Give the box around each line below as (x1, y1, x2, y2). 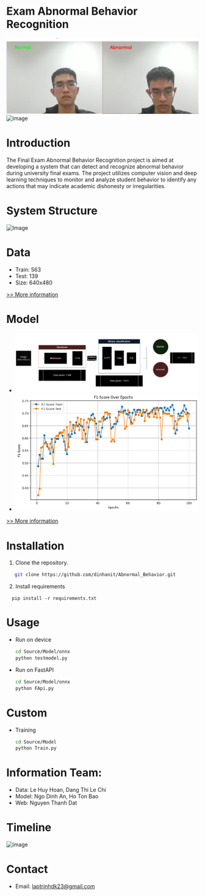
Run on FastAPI (15, 666, 54, 674)
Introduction (6, 136, 71, 150)
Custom (6, 706, 48, 719)
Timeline (6, 821, 52, 835)
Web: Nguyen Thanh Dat (15, 799, 77, 807)
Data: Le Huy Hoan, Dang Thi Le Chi (15, 786, 107, 794)
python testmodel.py (15, 655, 68, 661)
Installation (6, 539, 65, 553)
